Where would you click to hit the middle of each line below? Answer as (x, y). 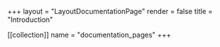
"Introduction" (30, 20)
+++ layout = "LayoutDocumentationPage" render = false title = (110, 11)
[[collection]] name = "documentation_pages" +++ (90, 35)
